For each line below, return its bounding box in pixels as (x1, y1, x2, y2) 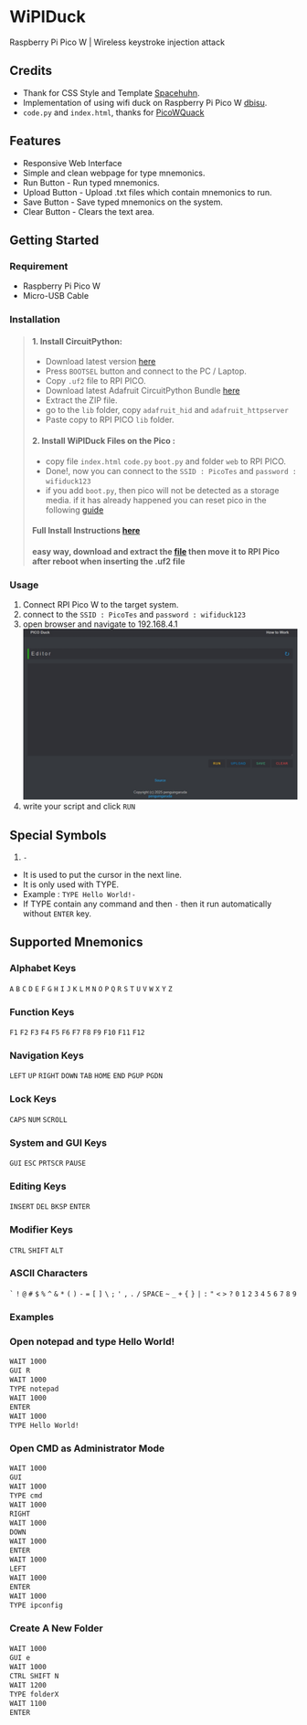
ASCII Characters (9, 1267, 89, 1280)
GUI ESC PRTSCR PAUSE (9, 1159, 87, 1168)
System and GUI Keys (9, 1136, 108, 1148)
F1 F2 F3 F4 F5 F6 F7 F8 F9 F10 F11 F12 (9, 1028, 145, 1038)
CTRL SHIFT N (9, 1671, 59, 1680)
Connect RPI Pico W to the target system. (22, 599, 179, 610)
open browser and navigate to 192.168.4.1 (22, 619, 178, 630)
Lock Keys (9, 1093, 57, 1106)
